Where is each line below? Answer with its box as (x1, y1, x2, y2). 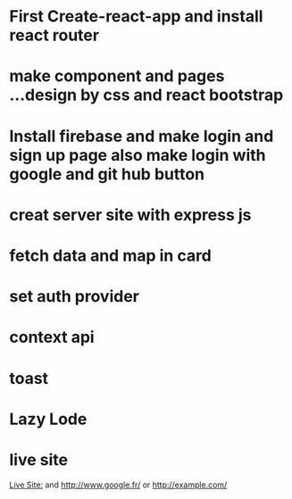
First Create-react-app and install (9, 6, 263, 27)
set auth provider (9, 287, 140, 307)
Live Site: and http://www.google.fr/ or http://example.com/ (9, 479, 228, 490)
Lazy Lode (9, 409, 88, 429)
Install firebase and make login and (9, 126, 274, 146)
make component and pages (9, 66, 225, 87)
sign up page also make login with (9, 145, 266, 165)
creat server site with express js (9, 204, 252, 225)
